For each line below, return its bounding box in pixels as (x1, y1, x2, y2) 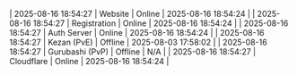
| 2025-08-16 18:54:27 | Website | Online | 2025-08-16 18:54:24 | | (9, 9, 256, 19)
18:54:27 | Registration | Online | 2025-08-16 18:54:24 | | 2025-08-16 (32, 18, 289, 29)
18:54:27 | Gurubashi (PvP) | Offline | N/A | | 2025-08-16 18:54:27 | (9, 46, 257, 57)
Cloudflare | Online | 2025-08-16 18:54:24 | (9, 56, 170, 66)
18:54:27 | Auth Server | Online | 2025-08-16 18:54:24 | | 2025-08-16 (9, 28, 265, 37)
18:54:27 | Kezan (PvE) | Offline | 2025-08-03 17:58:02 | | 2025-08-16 (9, 37, 267, 47)
